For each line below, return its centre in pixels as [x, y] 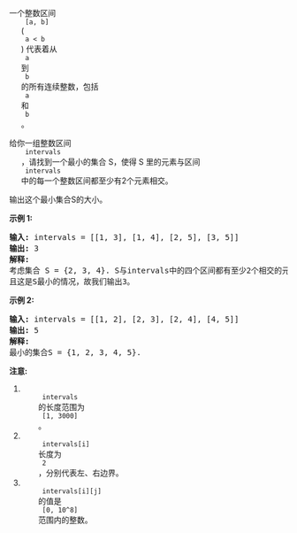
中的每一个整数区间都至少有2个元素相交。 [97, 181]
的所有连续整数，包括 [60, 86]
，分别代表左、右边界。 [81, 473]
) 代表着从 [39, 49]
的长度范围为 [62, 407]
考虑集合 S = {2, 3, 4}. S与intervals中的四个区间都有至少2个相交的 [146, 270]
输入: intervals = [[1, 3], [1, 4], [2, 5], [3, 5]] [124, 237]
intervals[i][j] [72, 491]
